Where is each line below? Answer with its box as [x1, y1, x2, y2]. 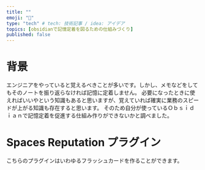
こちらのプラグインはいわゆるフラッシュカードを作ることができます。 [6, 157, 183, 164]
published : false [6, 32, 51, 38]
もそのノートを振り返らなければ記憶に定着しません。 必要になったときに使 [6, 89, 196, 97]
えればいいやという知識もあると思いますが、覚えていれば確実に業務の [6, 97, 184, 104]
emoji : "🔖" [6, 15, 34, 21]
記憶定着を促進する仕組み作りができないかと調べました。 [27, 112, 173, 119]
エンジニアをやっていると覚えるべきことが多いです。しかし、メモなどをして [6, 81, 198, 89]
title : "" [6, 9, 32, 15]
